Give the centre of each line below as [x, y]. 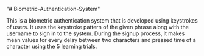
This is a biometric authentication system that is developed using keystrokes [102, 20]
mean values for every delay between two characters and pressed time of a [101, 40]
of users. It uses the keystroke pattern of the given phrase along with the [98, 27]
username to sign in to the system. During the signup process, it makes [96, 33]
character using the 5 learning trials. [52, 46]
